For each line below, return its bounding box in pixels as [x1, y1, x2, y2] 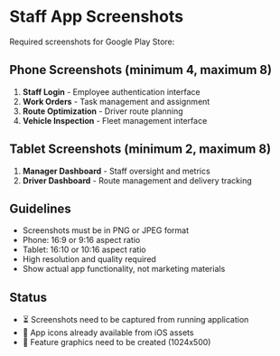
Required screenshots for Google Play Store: [9, 36, 175, 47]
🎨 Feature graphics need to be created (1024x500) [22, 337, 211, 348]
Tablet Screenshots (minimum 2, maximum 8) [9, 142, 272, 157]
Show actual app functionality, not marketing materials [22, 264, 226, 275]
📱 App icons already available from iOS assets [22, 327, 194, 338]
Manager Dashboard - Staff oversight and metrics [22, 165, 210, 176]
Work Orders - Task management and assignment [22, 96, 210, 107]
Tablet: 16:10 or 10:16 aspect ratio [22, 244, 146, 255]
